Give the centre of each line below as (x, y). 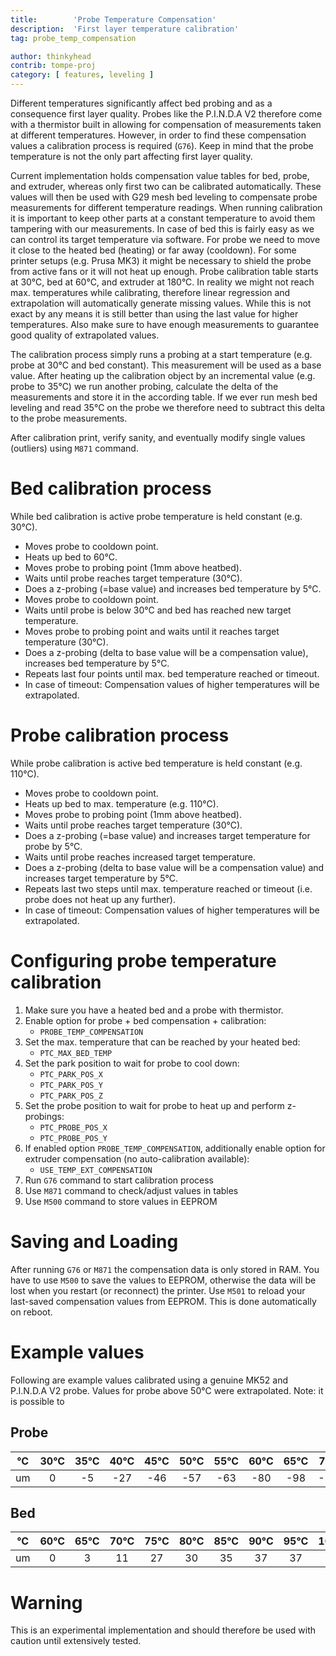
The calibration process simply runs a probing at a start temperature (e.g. (161, 354)
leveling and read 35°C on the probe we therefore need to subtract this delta (168, 407)
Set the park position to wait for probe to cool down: (132, 1063)
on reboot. (31, 1312)
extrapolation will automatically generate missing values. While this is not (161, 303)
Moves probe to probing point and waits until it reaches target (152, 631)
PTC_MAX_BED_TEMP (76, 1053)
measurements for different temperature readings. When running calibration (166, 207)
